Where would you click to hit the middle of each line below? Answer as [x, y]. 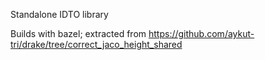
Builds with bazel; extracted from [78, 33]
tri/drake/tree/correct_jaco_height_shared [96, 44]
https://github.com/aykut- [201, 33]
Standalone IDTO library [59, 14]
